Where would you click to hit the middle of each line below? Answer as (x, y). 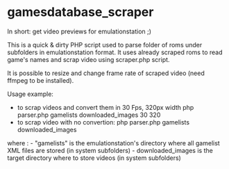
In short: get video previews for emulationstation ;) (79, 31)
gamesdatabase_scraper (80, 12)
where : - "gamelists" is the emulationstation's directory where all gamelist (113, 143)
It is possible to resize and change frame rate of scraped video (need (106, 73)
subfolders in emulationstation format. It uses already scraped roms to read (115, 52)
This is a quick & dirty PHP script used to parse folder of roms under (105, 45)
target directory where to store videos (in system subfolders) (94, 158)
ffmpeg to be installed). (41, 80)
